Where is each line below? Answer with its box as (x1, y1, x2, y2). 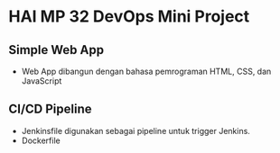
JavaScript (21, 76, 62, 86)
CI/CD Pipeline (8, 102, 92, 117)
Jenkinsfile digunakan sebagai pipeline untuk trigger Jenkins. (21, 125, 250, 136)
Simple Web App (8, 42, 105, 58)
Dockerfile (21, 135, 61, 146)
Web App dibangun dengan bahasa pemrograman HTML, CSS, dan (21, 66, 272, 76)
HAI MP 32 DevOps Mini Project (8, 6, 250, 27)
